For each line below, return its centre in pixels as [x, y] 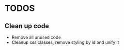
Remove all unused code [36, 37]
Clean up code [27, 26]
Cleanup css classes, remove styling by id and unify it [65, 42]
